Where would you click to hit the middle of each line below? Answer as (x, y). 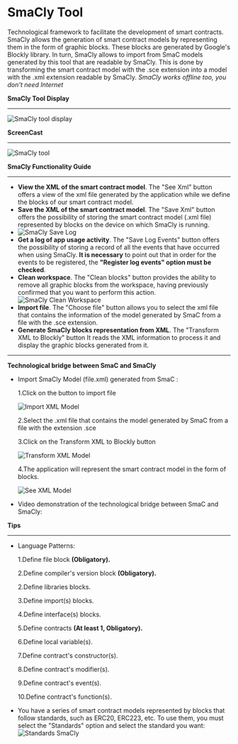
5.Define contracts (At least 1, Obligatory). (80, 628)
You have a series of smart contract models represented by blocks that (121, 710)
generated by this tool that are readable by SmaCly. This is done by (105, 62)
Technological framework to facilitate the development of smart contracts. (116, 32)
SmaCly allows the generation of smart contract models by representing (112, 39)
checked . (32, 269)
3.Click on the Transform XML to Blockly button (86, 441)
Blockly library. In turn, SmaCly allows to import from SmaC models (105, 55)
